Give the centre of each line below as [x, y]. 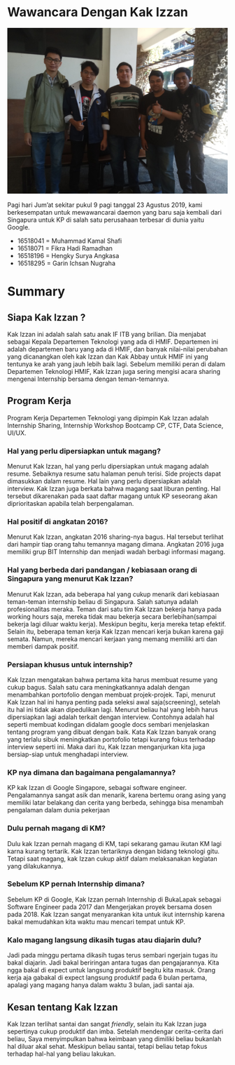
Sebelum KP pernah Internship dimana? [76, 884]
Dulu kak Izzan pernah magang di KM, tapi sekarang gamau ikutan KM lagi [114, 843]
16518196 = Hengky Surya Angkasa [68, 255]
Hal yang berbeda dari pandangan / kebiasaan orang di [102, 570]
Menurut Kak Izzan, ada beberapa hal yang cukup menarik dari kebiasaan [113, 594]
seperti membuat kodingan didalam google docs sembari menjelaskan [108, 724]
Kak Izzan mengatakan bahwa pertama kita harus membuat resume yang [113, 679]
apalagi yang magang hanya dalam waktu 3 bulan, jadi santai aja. [101, 985]
